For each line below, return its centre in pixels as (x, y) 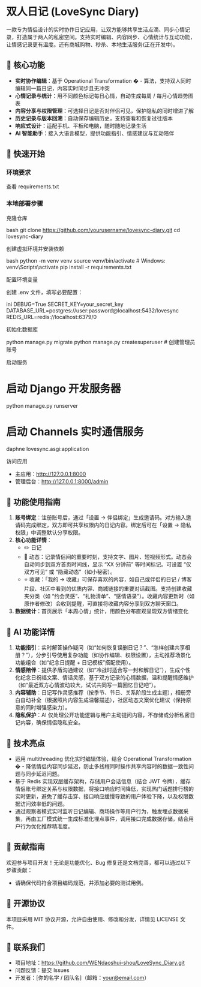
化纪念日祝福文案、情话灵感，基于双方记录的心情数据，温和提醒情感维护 (104, 678)
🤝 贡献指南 (25, 847)
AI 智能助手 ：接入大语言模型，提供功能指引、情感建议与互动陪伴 (94, 133)
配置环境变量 (22, 279)
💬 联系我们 (25, 947)
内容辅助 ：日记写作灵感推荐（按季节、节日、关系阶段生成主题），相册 (100, 693)
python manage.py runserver (42, 405)
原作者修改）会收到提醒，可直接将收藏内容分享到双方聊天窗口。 (103, 604)
